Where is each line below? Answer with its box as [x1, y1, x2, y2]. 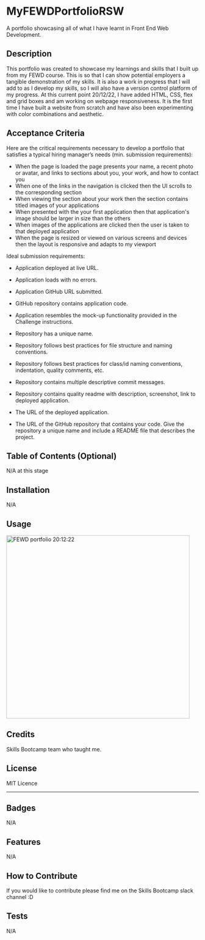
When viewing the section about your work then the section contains [15, 195, 189, 202]
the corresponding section [15, 188, 82, 196]
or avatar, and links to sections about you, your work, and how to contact [15, 169, 199, 177]
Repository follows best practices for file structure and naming [15, 341, 173, 349]
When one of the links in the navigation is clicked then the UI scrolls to [15, 182, 192, 189]
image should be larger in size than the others [15, 214, 131, 222]
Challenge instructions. [15, 318, 74, 325]
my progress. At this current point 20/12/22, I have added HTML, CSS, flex [6, 90, 193, 98]
